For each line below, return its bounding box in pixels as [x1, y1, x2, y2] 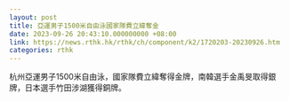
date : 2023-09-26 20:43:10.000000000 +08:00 [9, 29, 177, 38]
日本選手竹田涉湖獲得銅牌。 [24, 82, 126, 93]
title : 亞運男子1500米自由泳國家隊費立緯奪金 [9, 21, 160, 30]
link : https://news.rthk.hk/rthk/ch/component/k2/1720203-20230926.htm [9, 37, 280, 47]
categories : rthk [9, 46, 74, 55]
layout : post [9, 12, 58, 22]
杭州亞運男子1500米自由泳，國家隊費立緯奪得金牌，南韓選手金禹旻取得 [9, 72, 269, 82]
